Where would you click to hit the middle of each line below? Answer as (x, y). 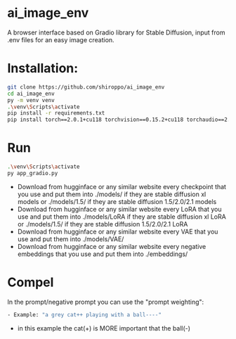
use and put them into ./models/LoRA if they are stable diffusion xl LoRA (122, 217)
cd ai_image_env (31, 94)
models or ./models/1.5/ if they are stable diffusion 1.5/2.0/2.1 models (117, 201)
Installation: (43, 69)
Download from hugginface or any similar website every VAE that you (118, 231)
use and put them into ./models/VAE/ (71, 239)
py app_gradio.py (33, 173)
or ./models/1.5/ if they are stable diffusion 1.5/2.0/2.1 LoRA (103, 224)
